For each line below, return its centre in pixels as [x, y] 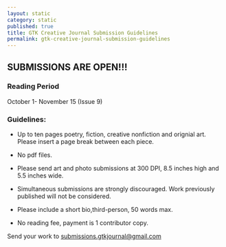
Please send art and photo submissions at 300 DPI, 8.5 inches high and [118, 169]
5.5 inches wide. [40, 175]
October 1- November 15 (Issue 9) [55, 101]
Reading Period [33, 87]
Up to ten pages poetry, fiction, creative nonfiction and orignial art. [111, 134]
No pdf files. [35, 155]
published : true [30, 26]
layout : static [29, 13]
